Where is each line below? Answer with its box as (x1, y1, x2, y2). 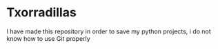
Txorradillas (6, 5, 77, 20)
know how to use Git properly (6, 34, 90, 42)
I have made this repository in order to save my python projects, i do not (6, 27, 211, 35)
